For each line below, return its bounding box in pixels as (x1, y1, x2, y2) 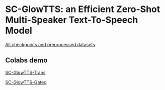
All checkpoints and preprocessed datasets (5, 41, 96, 47)
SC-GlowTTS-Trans (5, 69, 46, 75)
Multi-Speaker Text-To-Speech (5, 14, 138, 26)
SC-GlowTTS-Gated (5, 79, 47, 85)
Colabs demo (5, 56, 48, 65)
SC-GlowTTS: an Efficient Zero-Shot (5, 4, 160, 15)
